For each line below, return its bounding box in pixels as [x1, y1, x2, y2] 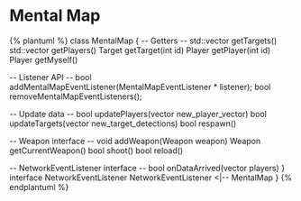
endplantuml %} [9, 181, 69, 192]
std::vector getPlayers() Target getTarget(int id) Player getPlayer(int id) [9, 44, 271, 55]
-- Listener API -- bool [9, 71, 92, 82]
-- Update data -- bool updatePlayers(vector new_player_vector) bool [9, 108, 268, 119]
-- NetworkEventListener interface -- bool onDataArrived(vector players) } [9, 162, 286, 173]
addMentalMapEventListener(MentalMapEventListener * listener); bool [9, 81, 271, 92]
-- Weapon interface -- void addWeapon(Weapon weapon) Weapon [9, 135, 261, 146]
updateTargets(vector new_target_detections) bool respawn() [9, 118, 237, 129]
